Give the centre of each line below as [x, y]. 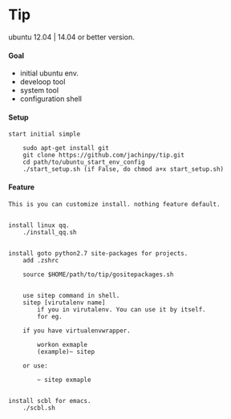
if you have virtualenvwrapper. [77, 331]
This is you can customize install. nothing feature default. [114, 204]
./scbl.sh [39, 408]
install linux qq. [39, 225]
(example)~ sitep [66, 352]
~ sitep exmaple [64, 380]
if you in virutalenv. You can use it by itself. [122, 309]
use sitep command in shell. [71, 295]
